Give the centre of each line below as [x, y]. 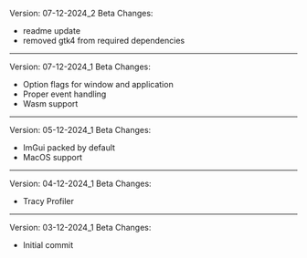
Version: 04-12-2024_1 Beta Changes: [81, 183]
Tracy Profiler [48, 201]
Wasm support [50, 103]
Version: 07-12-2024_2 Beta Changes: [81, 13]
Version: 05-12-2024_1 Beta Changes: [80, 130]
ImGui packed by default [69, 148]
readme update [51, 31]
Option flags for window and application [98, 84]
